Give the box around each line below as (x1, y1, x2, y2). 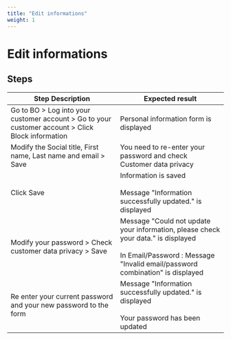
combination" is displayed (120, 267, 204, 277)
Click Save (10, 188, 45, 197)
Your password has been (120, 313, 201, 323)
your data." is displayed (120, 233, 196, 242)
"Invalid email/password (120, 259, 198, 269)
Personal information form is (120, 114, 212, 124)
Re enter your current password (10, 291, 113, 301)
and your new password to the (10, 300, 109, 310)
